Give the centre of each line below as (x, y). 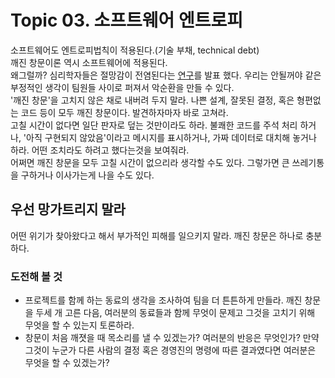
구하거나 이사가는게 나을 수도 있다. (87, 175)
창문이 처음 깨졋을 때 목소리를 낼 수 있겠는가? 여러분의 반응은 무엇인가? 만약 (172, 338)
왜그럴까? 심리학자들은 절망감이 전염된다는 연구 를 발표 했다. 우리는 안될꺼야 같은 (166, 75)
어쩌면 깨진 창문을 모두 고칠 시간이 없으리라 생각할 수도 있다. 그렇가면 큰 (150, 162)
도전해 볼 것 (36, 276)
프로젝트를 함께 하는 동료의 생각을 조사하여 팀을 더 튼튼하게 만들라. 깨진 (163, 300)
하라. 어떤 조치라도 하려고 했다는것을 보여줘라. (100, 150)
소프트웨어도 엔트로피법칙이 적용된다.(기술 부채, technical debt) (135, 50)
